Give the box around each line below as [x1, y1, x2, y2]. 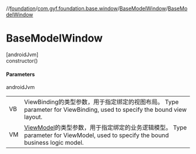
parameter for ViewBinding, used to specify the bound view [24, 105, 187, 114]
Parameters [6, 70, 35, 78]
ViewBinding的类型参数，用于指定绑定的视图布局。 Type [24, 98, 179, 106]
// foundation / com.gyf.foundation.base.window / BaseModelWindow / [6, 5, 168, 12]
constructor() [6, 57, 38, 64]
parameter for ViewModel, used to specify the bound [24, 131, 169, 139]
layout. [24, 113, 43, 121]
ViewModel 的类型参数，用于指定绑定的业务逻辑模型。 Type [24, 124, 187, 132]
